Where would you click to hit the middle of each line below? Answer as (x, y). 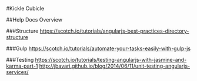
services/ (17, 72)
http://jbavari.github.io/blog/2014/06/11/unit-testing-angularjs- (115, 66)
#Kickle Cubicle (25, 8)
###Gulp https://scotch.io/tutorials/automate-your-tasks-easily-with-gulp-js (98, 48)
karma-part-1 (22, 66)
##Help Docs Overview (34, 20)
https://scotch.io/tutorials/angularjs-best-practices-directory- (114, 31)
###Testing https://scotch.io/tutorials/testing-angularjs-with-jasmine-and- (96, 60)
